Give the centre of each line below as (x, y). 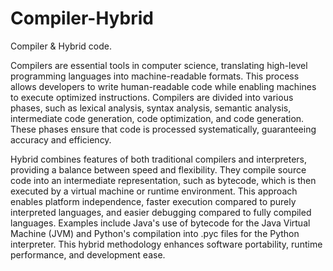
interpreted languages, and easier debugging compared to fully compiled (161, 212)
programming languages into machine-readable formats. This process (155, 76)
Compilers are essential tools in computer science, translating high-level (159, 65)
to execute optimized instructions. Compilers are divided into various (152, 97)
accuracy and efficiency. (61, 139)
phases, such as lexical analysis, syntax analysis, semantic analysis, (151, 108)
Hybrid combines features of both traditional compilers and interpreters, (159, 159)
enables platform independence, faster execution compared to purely (153, 201)
